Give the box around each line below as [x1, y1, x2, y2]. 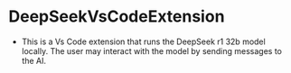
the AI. [21, 55, 47, 66]
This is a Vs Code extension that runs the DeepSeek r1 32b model [21, 36, 266, 47]
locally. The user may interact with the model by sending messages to [21, 45, 282, 56]
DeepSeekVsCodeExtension [8, 6, 225, 27]
